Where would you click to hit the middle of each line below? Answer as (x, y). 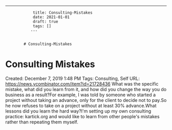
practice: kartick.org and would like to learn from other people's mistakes (82, 116)
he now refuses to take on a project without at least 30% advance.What (81, 105)
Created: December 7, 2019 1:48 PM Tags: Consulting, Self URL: (72, 78)
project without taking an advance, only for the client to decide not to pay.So (86, 100)
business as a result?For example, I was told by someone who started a (81, 95)
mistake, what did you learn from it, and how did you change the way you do (86, 89)
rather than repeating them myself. (42, 122)
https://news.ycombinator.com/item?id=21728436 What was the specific (82, 84)
